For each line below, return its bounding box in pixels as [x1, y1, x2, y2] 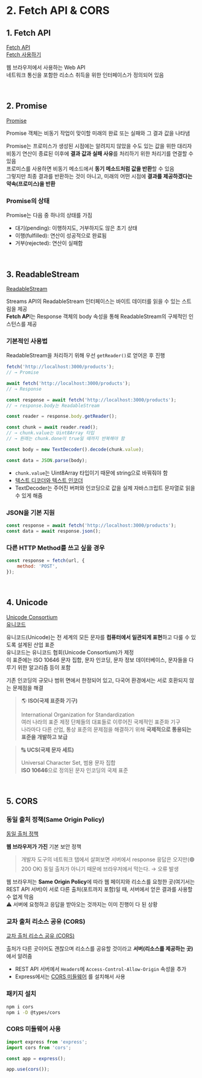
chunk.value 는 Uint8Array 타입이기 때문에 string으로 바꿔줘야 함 [14, 469, 168, 476]
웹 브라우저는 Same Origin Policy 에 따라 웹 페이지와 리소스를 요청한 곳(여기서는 [6, 878, 195, 886]
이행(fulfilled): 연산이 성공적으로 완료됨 [14, 232, 107, 239]
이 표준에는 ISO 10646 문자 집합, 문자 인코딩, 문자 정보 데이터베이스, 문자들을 [6, 656, 188, 663]
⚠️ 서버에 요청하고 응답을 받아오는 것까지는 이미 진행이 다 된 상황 [6, 901, 158, 908]
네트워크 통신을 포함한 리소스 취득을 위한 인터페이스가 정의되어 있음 [6, 71, 164, 79]
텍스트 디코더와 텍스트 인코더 [14, 476, 83, 484]
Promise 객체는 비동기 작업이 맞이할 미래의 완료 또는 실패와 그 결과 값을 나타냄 [6, 129, 191, 137]
